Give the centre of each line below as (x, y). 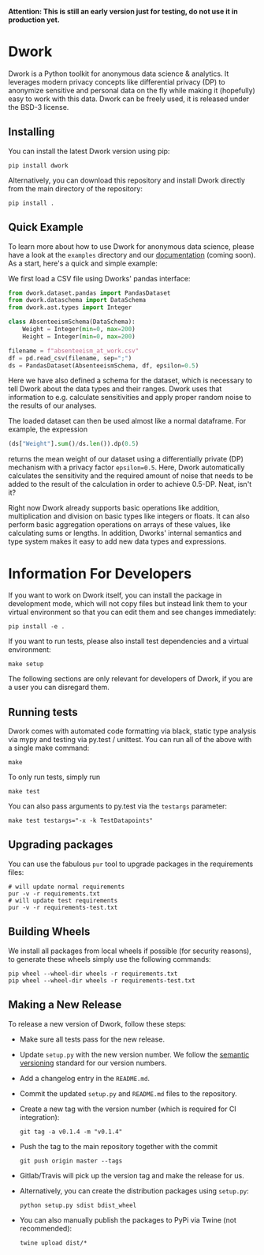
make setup (26, 664)
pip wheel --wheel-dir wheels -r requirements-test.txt (102, 980)
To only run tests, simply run (54, 777)
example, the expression (48, 429)
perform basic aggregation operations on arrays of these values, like (119, 525)
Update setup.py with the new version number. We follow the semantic (134, 1054)
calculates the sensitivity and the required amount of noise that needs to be (131, 476)
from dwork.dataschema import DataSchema (77, 300)
